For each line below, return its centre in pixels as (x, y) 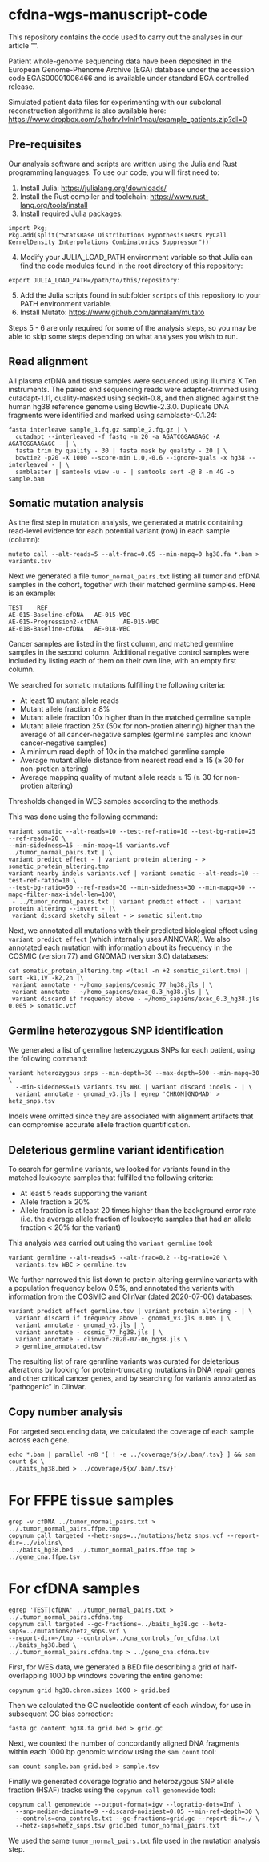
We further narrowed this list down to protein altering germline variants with (133, 1280)
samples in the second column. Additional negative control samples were (129, 652)
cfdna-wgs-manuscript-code (108, 15)
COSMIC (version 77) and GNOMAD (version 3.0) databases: (108, 956)
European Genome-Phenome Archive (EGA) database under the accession (131, 69)
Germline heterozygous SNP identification (116, 1030)
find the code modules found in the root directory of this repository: (131, 266)
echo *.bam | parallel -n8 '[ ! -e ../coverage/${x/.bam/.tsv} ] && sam (132, 1454)
